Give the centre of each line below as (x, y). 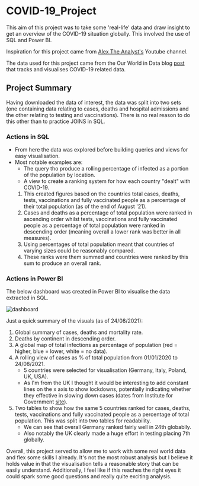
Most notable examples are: (49, 162)
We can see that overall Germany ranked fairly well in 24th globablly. (107, 427)
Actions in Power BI (35, 279)
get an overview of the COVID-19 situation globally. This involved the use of (98, 33)
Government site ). (46, 402)
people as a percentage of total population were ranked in (94, 225)
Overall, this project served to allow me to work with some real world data (96, 451)
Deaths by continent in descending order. (65, 339)
